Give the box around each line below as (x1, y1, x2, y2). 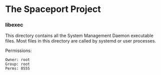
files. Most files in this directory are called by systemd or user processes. (5, 38, 156, 44)
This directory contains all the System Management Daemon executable (5, 32, 153, 38)
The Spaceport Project (5, 3, 101, 15)
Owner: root (5, 57, 30, 62)
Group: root (5, 61, 30, 67)
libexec (5, 21, 23, 28)
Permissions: (5, 47, 32, 53)
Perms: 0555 (5, 66, 30, 71)
